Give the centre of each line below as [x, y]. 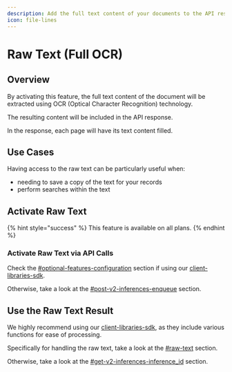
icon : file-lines [32, 20]
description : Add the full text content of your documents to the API [111, 13]
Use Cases [31, 152]
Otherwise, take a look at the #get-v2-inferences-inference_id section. [108, 362]
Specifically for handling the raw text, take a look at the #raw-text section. [113, 348]
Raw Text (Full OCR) [65, 54]
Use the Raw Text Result [60, 311]
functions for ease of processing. [55, 335]
